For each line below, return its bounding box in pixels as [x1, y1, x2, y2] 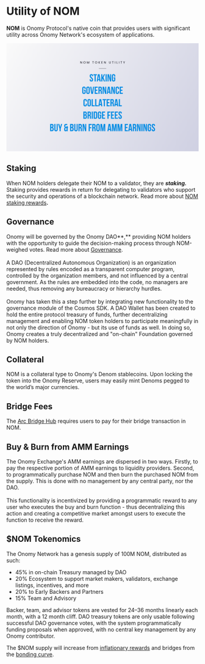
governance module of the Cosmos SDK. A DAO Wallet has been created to [6, 304, 196, 312]
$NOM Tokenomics [6, 534, 81, 544]
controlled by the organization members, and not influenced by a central [6, 272, 188, 279]
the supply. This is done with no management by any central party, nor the [6, 478, 193, 484]
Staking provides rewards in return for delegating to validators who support [6, 186, 196, 193]
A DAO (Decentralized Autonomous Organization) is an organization [6, 258, 176, 266]
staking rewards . [6, 199, 49, 206]
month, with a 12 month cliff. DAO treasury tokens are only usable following [6, 613, 195, 620]
